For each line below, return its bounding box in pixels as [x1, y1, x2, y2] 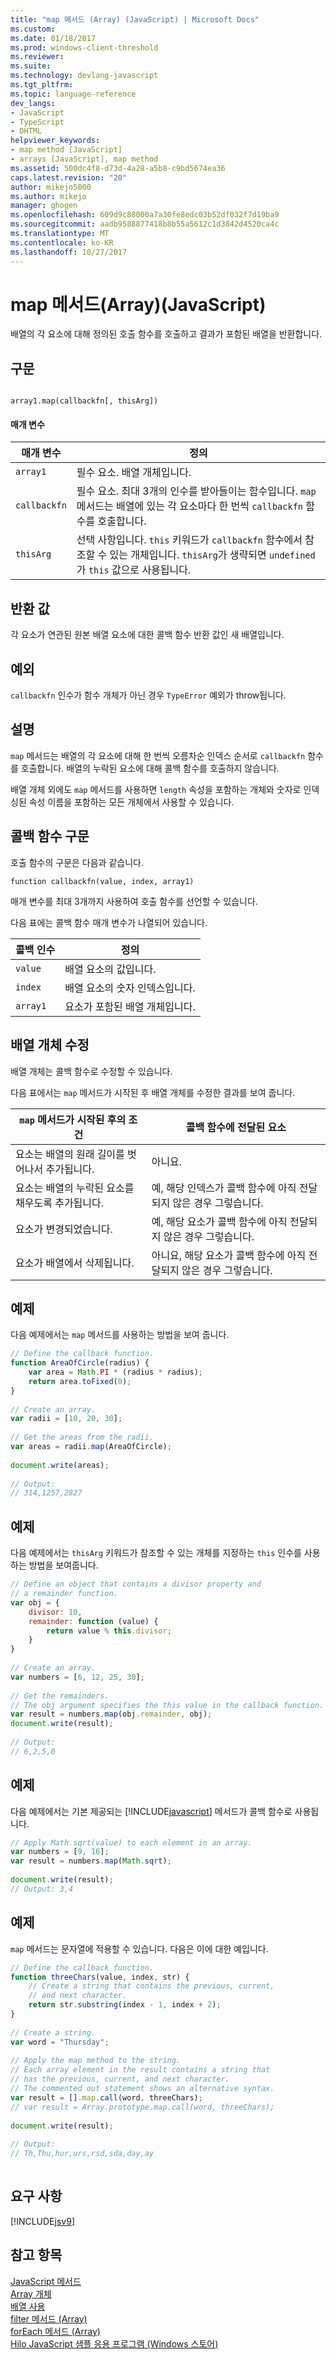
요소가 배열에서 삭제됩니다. [15, 1256, 135, 1270]
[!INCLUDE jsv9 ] [10, 2215, 75, 2227]
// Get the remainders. [10, 1691, 110, 1701]
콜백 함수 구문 [10, 828, 90, 845]
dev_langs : [10, 98, 56, 108]
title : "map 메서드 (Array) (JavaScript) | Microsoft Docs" [10, 14, 260, 25]
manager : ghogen [10, 201, 78, 211]
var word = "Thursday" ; [10, 2037, 110, 2047]
